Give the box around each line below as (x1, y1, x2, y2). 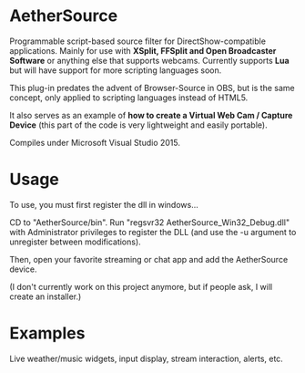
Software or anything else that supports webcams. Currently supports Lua (9, 55, 290, 66)
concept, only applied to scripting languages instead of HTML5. (9, 92, 249, 103)
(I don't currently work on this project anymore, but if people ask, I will (9, 281, 273, 292)
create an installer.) (9, 291, 82, 302)
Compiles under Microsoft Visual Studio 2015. (9, 137, 180, 148)
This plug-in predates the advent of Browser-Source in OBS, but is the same (9, 82, 295, 93)
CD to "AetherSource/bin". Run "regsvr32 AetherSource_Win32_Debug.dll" (9, 216, 290, 228)
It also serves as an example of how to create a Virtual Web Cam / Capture (9, 109, 293, 120)
